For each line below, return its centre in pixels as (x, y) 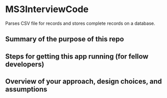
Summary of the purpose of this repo (65, 39)
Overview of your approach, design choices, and (83, 82)
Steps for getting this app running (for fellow (77, 56)
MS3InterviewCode (47, 9)
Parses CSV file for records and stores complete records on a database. (80, 23)
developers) (25, 64)
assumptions (26, 89)
